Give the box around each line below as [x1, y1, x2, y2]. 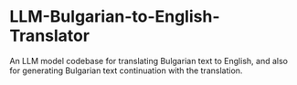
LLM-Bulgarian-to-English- [9, 6, 221, 27]
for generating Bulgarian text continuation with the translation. [9, 65, 243, 76]
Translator [9, 25, 90, 46]
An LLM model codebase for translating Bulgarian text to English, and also [9, 55, 288, 66]
